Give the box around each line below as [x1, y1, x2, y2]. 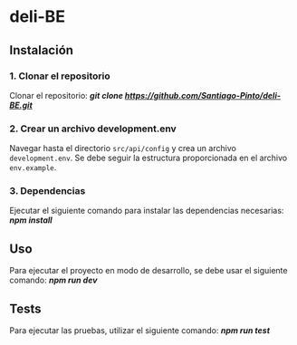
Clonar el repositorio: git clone [9, 90, 124, 101]
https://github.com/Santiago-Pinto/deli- [124, 90, 281, 101]
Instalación [9, 43, 74, 58]
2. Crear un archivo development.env [9, 122, 177, 135]
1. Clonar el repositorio [9, 70, 110, 82]
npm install [9, 215, 53, 225]
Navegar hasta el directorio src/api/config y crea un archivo [9, 143, 237, 154]
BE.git [9, 100, 34, 110]
